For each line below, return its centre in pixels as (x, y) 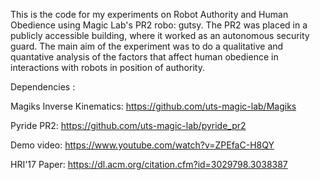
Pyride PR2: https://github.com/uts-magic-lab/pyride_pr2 (128, 125)
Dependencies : (43, 87)
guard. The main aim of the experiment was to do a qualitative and (147, 46)
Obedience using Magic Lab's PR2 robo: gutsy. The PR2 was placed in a (159, 25)
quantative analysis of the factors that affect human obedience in (144, 57)
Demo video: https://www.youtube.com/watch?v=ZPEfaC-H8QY (142, 145)
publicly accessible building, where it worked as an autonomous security (160, 35)
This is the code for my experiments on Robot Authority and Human (149, 14)
